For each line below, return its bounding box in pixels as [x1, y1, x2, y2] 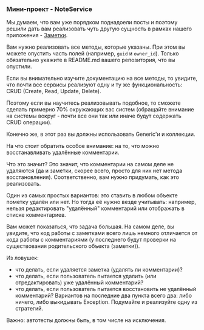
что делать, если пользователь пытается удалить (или [15, 273, 157, 280]
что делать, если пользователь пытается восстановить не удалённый [15, 286, 197, 293]
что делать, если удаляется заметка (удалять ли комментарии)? [15, 266, 183, 273]
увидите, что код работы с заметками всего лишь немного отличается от [6, 230, 198, 237]
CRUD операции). [6, 119, 52, 126]
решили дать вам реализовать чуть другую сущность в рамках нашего [6, 25, 192, 32]
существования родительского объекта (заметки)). [6, 242, 140, 250]
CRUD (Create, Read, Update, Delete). [6, 88, 101, 95]
